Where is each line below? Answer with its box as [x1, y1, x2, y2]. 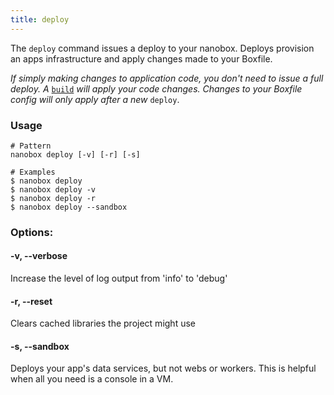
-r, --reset [10, 295, 53, 307]
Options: [10, 225, 54, 239]
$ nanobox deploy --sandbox [10, 202, 128, 212]
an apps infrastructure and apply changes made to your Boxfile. [10, 52, 273, 65]
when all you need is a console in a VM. [10, 373, 174, 385]
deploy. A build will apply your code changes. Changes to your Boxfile [10, 82, 303, 95]
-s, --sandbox [10, 340, 70, 352]
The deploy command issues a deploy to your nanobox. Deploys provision [10, 42, 315, 54]
